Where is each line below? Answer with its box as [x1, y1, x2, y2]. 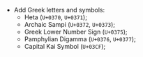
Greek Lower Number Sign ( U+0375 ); [24, 27, 128, 36]
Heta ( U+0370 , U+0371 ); [24, 13, 87, 21]
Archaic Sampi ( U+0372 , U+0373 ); [24, 21, 116, 28]
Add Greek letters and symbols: [13, 6, 105, 14]
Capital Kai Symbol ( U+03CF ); [24, 43, 106, 50]
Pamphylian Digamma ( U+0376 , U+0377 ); [24, 35, 136, 43]
